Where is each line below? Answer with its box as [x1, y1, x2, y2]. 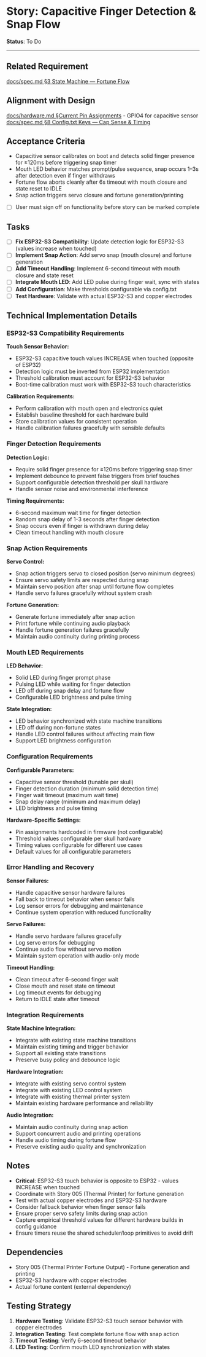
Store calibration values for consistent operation [15, 418, 137, 425]
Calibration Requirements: [6, 393, 75, 400]
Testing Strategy [6, 1301, 72, 1312]
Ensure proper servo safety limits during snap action [15, 1209, 148, 1217]
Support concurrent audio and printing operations [15, 1130, 141, 1138]
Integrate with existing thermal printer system [15, 1093, 131, 1101]
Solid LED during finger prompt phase [15, 674, 111, 682]
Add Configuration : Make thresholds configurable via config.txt [15, 285, 177, 293]
